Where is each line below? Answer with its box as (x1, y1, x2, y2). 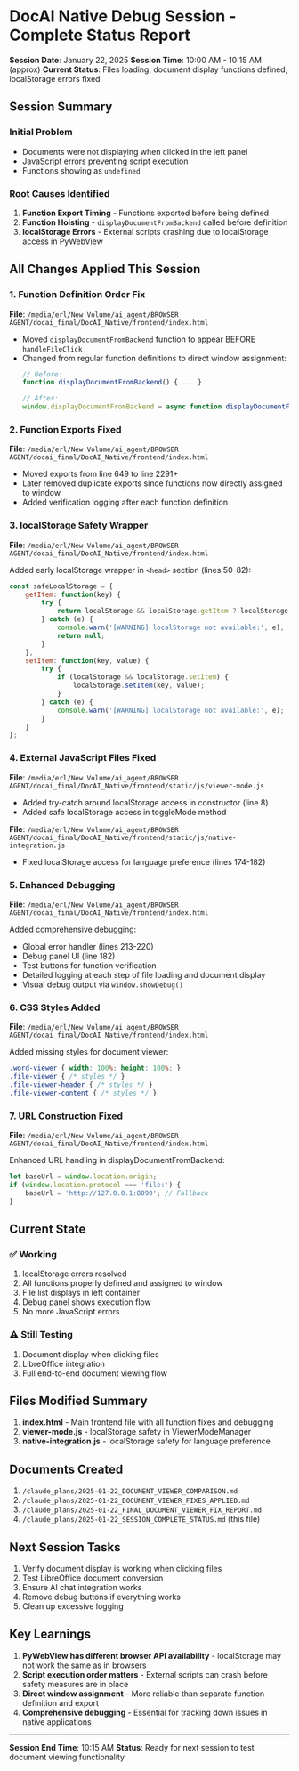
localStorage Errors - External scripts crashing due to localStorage (21, 226, 269, 237)
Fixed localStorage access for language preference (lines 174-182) (21, 856, 266, 867)
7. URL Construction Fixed (9, 1110, 123, 1122)
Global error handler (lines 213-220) (21, 941, 154, 951)
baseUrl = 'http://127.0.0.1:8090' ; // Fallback (25, 1188, 209, 1198)
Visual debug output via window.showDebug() (21, 979, 184, 990)
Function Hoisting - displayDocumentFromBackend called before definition (21, 216, 288, 228)
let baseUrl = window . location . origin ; (9, 1172, 158, 1181)
